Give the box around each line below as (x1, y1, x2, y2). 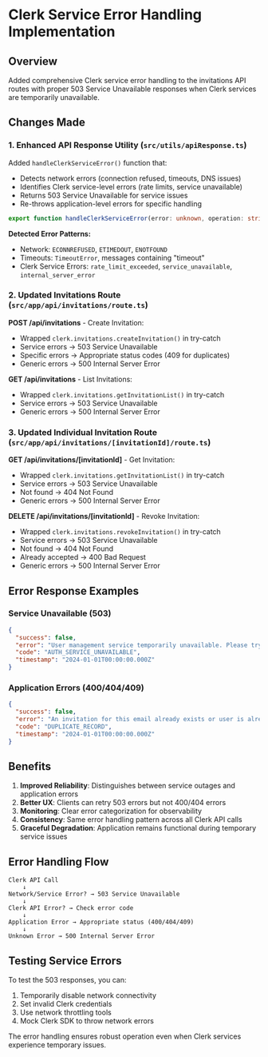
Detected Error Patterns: (8, 229, 92, 238)
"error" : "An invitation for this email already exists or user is (15, 716, 245, 724)
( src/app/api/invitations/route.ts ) (8, 300, 149, 311)
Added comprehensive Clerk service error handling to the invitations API (8, 76, 246, 85)
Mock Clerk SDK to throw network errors (19, 1016, 154, 1026)
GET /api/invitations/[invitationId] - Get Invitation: (8, 455, 175, 465)
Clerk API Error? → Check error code (8, 904, 134, 912)
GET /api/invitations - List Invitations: (8, 374, 133, 384)
